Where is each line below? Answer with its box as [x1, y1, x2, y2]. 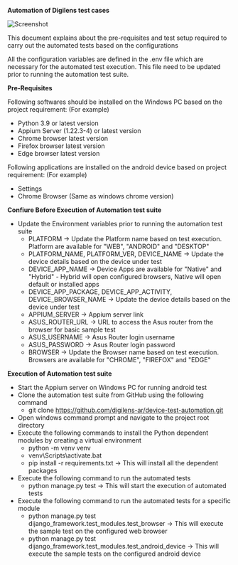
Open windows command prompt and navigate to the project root [17, 413, 210, 422]
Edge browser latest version [17, 149, 100, 157]
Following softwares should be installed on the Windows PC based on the [7, 97, 222, 106]
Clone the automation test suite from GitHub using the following [17, 391, 204, 399]
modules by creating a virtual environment [17, 436, 142, 444]
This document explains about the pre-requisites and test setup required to [7, 33, 227, 42]
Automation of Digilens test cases [7, 6, 110, 14]
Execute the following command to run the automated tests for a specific [17, 497, 231, 505]
